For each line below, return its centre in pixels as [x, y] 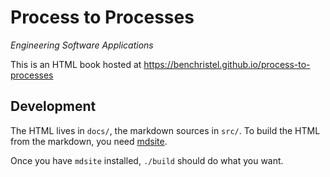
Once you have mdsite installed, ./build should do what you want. [147, 160]
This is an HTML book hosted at [76, 64]
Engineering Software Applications [82, 45]
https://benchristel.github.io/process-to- [227, 64]
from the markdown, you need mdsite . [89, 141]
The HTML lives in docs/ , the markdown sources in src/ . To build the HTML [165, 130]
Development [53, 106]
